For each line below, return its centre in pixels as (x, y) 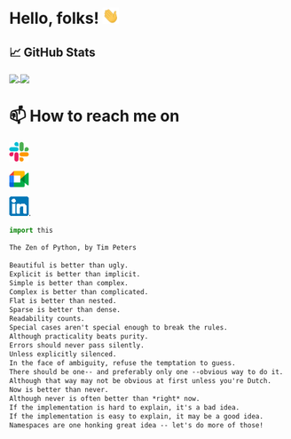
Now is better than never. (59, 390)
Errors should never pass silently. (77, 346)
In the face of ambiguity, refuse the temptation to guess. (123, 363)
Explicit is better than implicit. (75, 275)
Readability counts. (47, 319)
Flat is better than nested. (63, 301)
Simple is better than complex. (69, 283)
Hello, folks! (54, 18)
